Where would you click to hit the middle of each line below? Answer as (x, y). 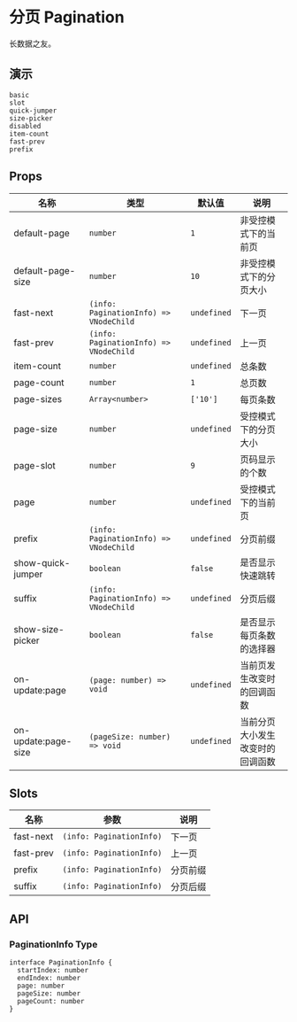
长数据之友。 (32, 43)
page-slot (34, 465)
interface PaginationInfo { (61, 963)
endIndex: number (49, 979)
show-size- (39, 629)
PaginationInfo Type (53, 944)
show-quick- (42, 562)
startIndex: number (53, 971)
